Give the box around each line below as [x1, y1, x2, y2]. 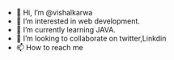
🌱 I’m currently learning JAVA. [15, 25, 116, 34]
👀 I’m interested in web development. [15, 16, 140, 26]
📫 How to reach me [15, 43, 83, 52]
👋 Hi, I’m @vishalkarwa [15, 8, 93, 17]
